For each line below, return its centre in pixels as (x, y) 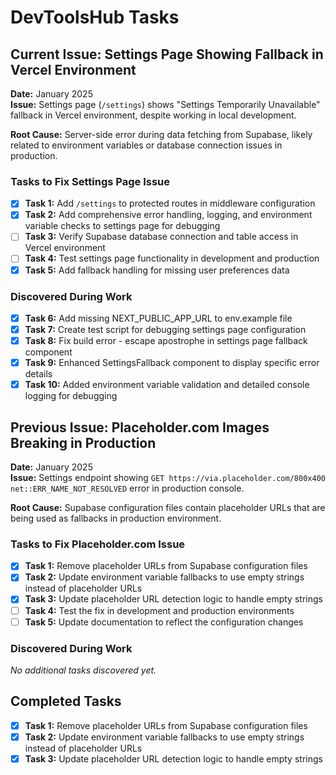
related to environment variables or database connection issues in (146, 145)
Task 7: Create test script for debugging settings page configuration (165, 329)
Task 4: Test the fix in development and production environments (159, 610)
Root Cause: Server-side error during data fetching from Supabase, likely (161, 134)
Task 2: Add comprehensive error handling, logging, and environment (168, 215)
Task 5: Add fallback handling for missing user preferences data (157, 270)
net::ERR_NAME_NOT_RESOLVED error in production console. (127, 488)
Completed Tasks (66, 701)
